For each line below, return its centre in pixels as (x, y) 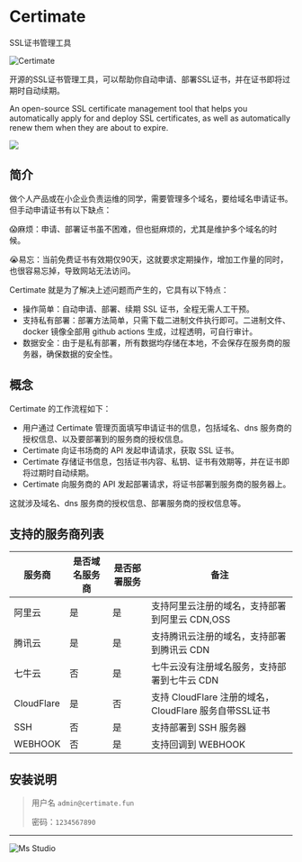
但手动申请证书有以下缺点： (61, 210)
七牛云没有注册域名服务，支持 (214, 667)
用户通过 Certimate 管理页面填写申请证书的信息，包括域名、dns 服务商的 (157, 427)
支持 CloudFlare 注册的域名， (213, 697)
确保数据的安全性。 (82, 354)
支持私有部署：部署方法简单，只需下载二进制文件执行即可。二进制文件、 (156, 320)
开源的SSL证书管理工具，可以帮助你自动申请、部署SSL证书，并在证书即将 (146, 79)
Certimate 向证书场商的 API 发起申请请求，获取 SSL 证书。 (131, 450)
